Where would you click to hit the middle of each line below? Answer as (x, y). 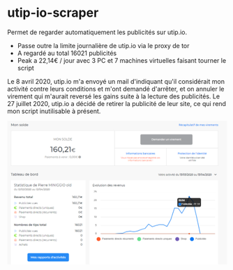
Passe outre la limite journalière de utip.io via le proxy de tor (103, 45)
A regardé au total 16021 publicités (67, 53)
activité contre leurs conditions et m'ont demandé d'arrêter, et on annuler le (116, 89)
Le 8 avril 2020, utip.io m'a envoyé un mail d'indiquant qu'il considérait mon (116, 81)
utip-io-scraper (53, 13)
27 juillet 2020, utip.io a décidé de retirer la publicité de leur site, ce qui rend (117, 103)
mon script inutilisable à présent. (54, 111)
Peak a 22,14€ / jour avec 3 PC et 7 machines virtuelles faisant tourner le (122, 60)
